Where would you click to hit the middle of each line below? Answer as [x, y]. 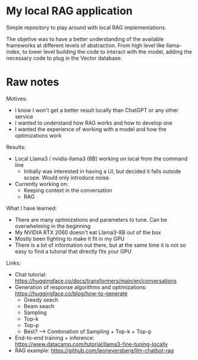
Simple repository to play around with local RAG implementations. [86, 27]
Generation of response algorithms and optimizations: [81, 287]
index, [14, 51]
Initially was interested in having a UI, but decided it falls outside [102, 171]
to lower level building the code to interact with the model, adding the [107, 51]
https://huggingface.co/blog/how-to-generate [71, 293]
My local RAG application [69, 11]
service [24, 116]
